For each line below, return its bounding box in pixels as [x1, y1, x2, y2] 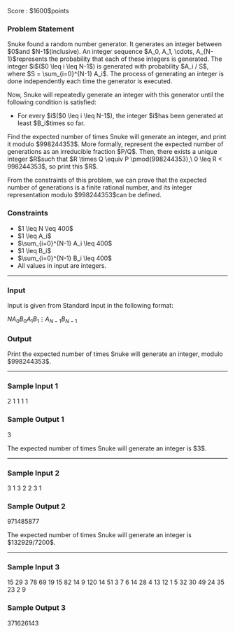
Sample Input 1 [7, 381, 58, 391]
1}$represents [7, 55, 48, 63]
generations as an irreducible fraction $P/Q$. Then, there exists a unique [7, 148, 218, 156]
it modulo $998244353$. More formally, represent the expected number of [7, 140, 224, 148]
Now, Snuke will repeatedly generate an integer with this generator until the [7, 91, 225, 99]
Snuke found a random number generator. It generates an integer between [7, 40, 222, 48]
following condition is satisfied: [7, 98, 97, 106]
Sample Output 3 [7, 603, 66, 613]
